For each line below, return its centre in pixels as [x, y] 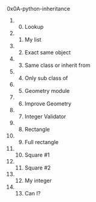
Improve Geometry [48, 104]
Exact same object [48, 52]
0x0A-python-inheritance [39, 9]
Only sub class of [46, 78]
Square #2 [37, 168]
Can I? [33, 193]
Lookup [34, 27]
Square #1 [37, 155]
